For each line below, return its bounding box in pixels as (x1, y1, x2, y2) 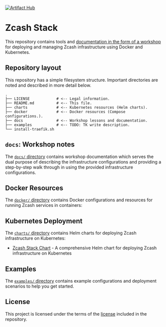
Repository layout (5, 64, 61, 72)
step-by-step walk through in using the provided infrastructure (5, 164, 133, 170)
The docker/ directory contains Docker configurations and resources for (5, 197, 153, 203)
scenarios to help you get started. (5, 283, 75, 289)
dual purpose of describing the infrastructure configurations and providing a (5, 159, 162, 164)
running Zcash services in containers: (5, 202, 83, 208)
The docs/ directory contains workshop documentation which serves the (5, 154, 154, 160)
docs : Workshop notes (5, 140, 75, 149)
